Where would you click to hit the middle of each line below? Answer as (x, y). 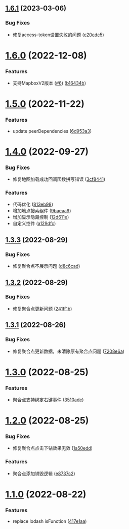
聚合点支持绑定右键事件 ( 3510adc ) (48, 400)
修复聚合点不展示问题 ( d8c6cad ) (46, 266)
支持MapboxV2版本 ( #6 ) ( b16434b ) (49, 83)
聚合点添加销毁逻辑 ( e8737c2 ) (44, 474)
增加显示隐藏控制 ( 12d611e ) (41, 217)
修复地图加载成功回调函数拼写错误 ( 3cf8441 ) (59, 179)
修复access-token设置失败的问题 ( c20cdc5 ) (58, 35)
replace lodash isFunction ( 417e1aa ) (50, 521)
